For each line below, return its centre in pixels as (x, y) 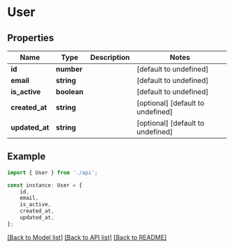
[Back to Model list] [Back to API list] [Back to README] (87, 237)
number (69, 69)
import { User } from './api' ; (53, 172)
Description (110, 57)
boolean (69, 92)
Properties (31, 38)
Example (26, 156)
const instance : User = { (45, 185)
